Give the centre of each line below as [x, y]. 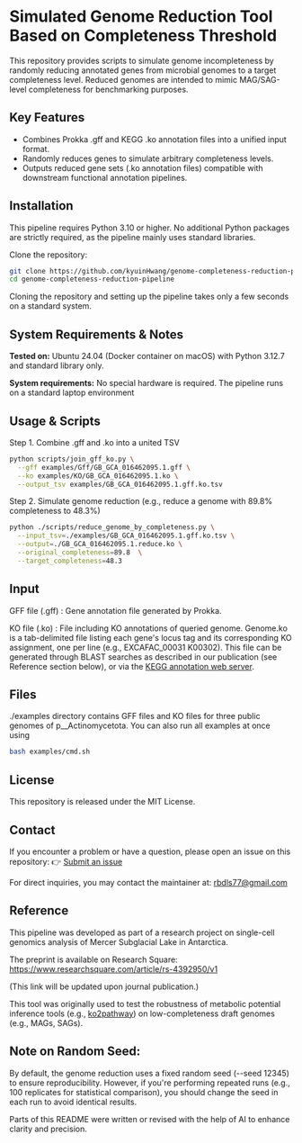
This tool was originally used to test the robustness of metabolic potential [145, 1003]
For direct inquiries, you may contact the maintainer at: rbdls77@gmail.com [148, 882]
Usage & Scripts [55, 421]
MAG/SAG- [260, 79]
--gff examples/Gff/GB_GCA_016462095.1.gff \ [104, 467]
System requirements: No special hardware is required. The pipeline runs [147, 383]
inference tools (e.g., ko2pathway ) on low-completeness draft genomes [142, 1013]
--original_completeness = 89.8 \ [80, 553]
